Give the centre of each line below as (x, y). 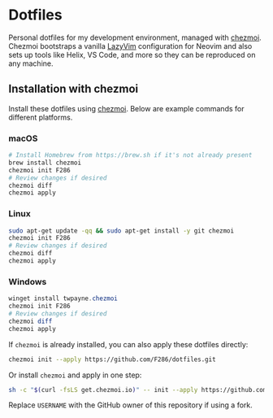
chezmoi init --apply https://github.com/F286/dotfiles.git (113, 359)
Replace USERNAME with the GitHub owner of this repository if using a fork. (131, 405)
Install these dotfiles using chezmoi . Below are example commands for (126, 108)
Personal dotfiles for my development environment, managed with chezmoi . (135, 37)
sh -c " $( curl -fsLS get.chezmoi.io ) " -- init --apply (103, 390)
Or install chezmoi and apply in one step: (75, 375)
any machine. (31, 63)
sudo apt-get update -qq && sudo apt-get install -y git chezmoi (121, 231)
